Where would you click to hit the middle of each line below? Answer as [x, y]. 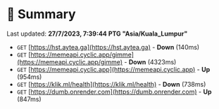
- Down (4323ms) [150, 61]
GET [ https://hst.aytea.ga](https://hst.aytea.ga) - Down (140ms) [108, 47]
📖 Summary [41, 14]
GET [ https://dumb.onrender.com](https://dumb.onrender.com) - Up [114, 92]
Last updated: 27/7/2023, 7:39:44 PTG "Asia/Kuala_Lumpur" [97, 34]
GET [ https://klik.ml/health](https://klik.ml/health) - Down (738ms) [111, 84]
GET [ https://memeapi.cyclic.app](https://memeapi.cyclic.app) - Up [113, 69]
